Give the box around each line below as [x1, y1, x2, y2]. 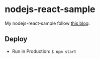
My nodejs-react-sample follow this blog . [5, 20, 90, 26]
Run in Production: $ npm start [12, 48, 76, 54]
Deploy [5, 35, 28, 43]
